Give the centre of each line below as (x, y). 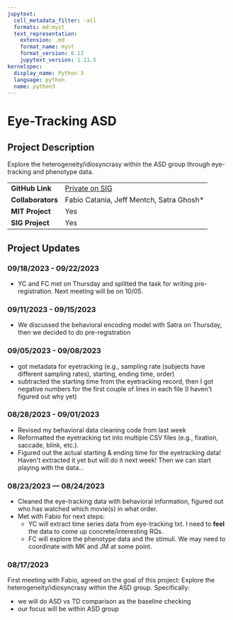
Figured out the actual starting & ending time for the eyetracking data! (119, 452)
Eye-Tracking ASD (62, 121)
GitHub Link (31, 188)
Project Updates (44, 248)
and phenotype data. (63, 172)
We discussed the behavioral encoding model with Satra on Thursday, (120, 325)
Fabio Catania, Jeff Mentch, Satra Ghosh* (135, 200)
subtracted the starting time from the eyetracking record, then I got (115, 381)
